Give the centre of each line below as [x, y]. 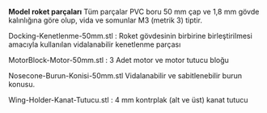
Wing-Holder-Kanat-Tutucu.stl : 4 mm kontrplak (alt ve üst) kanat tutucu [128, 100]
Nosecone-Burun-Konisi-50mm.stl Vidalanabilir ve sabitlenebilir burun [125, 75]
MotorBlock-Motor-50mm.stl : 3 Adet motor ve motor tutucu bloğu [119, 60]
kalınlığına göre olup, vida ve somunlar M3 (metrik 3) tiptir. [105, 20]
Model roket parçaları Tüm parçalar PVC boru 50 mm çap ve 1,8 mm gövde [134, 12]
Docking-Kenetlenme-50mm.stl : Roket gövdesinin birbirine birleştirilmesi [130, 36]
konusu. [22, 84]
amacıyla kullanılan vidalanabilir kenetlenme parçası [95, 44]
